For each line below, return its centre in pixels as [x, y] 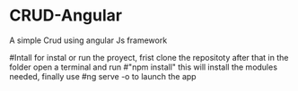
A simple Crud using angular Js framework [88, 40]
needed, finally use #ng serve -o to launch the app [103, 76]
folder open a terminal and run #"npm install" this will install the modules [144, 67]
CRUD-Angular [66, 16]
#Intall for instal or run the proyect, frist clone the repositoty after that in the [149, 57]
